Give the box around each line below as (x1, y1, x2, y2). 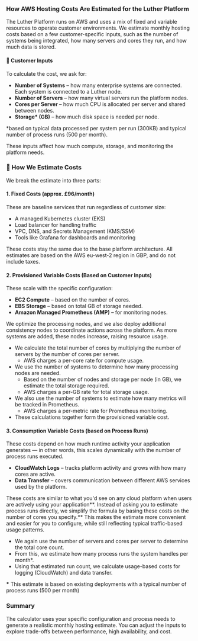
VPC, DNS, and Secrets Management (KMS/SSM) (14, 227, 135, 235)
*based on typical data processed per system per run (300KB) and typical (6, 124, 187, 132)
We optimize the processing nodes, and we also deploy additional (6, 320, 167, 328)
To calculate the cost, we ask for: (6, 70, 87, 77)
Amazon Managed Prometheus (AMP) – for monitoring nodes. (14, 309, 168, 316)
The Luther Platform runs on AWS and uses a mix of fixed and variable (6, 18, 177, 25)
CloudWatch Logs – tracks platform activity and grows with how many (14, 464, 187, 472)
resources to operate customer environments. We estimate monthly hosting (6, 24, 190, 31)
